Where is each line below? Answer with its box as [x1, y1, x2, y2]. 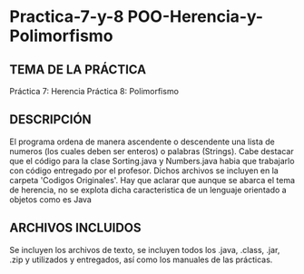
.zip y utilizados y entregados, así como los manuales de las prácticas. [9, 254, 273, 265]
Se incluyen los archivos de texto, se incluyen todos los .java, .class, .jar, [9, 244, 280, 255]
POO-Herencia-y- [127, 6, 264, 27]
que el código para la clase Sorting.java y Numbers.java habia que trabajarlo [9, 155, 295, 166]
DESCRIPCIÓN [9, 112, 93, 128]
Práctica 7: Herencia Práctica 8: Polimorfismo [9, 86, 180, 96]
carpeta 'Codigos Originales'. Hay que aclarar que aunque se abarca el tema [9, 174, 296, 185]
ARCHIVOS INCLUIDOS [9, 220, 142, 236]
